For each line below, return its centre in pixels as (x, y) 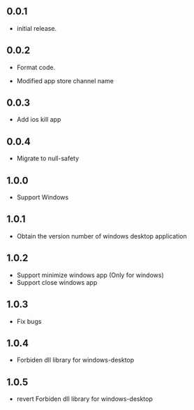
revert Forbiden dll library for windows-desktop (84, 399)
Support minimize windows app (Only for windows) (90, 275)
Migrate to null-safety (48, 158)
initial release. (37, 28)
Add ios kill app (39, 120)
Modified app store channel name (65, 80)
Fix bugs (29, 321)
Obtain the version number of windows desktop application (102, 236)
